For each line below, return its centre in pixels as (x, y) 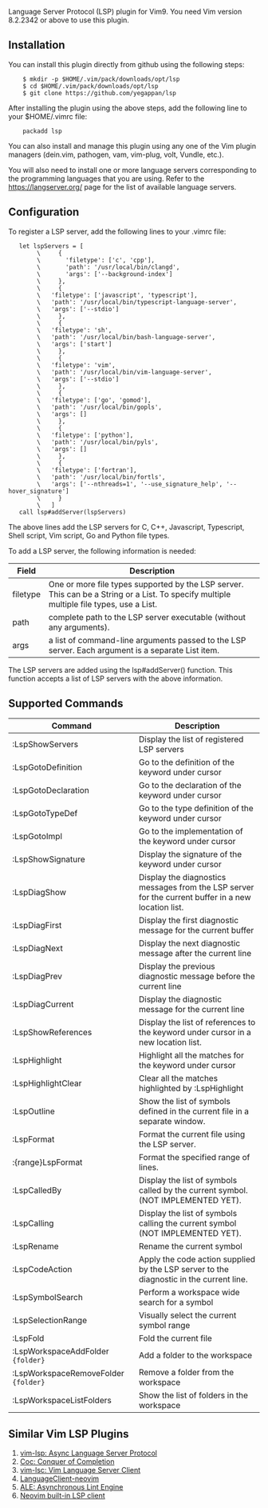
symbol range (164, 1326)
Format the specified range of (194, 1158)
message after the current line (195, 954)
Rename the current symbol (191, 1246)
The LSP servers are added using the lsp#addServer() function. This (120, 670)
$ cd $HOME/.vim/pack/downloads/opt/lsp (91, 86)
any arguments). (79, 627)
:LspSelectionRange (50, 1321)
